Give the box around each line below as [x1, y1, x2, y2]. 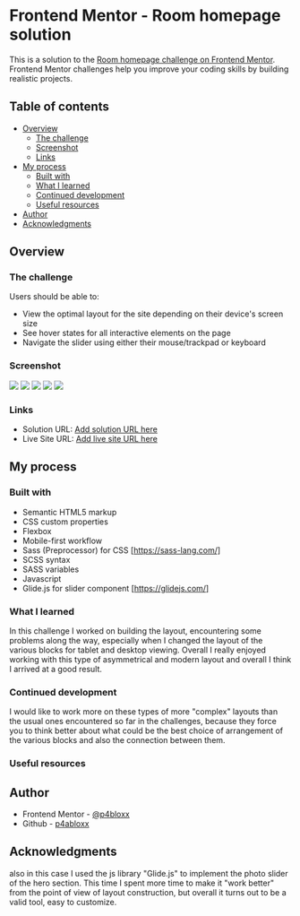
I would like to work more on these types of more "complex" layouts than [9, 706, 279, 717]
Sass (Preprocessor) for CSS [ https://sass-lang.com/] [21, 544, 221, 556]
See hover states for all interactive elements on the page [21, 328, 231, 339]
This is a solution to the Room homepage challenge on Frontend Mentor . [9, 54, 276, 65]
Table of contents [9, 99, 109, 115]
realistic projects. [9, 73, 73, 83]
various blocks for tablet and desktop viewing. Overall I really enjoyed [9, 644, 267, 655]
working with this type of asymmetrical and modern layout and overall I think [9, 654, 292, 665]
